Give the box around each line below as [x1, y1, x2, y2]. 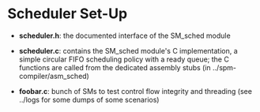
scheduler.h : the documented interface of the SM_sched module [18, 31, 231, 40]
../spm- [212, 62, 237, 72]
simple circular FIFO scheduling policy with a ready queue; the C [18, 54, 230, 64]
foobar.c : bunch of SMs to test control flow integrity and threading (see [18, 86, 252, 95]
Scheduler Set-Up [7, 5, 128, 23]
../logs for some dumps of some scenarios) [18, 95, 160, 104]
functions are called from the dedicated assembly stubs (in [18, 62, 211, 72]
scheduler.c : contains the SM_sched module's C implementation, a [18, 46, 238, 55]
